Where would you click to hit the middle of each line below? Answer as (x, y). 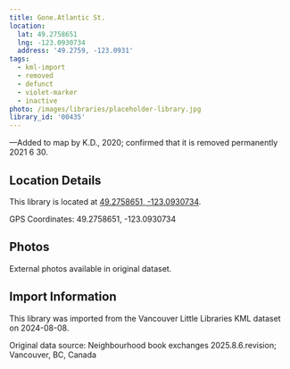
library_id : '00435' (48, 117)
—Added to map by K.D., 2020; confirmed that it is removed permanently (144, 143)
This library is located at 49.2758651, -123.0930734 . (105, 201)
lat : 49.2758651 (47, 34)
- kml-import (41, 68)
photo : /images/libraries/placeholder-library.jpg (105, 109)
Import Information (63, 297)
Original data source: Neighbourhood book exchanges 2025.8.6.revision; (143, 345)
